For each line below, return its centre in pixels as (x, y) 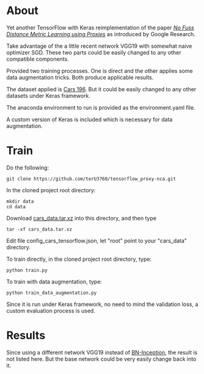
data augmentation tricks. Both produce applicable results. (80, 77)
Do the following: (28, 167)
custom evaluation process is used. (51, 310)
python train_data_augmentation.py (52, 293)
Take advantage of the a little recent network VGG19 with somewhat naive (99, 46)
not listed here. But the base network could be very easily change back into (101, 359)
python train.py (27, 270)
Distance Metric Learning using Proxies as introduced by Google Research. (101, 34)
